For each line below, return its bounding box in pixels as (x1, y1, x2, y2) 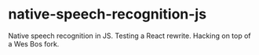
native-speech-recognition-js (8, 5, 206, 23)
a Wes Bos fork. (8, 39, 60, 48)
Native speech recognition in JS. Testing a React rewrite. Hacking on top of (8, 31, 251, 40)
